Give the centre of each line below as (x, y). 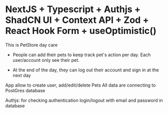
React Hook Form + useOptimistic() (81, 31)
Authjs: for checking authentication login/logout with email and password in (84, 100)
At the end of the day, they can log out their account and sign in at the (86, 70)
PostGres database (25, 90)
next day (22, 75)
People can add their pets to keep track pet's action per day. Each (82, 55)
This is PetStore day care (31, 45)
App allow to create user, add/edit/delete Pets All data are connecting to (81, 85)
